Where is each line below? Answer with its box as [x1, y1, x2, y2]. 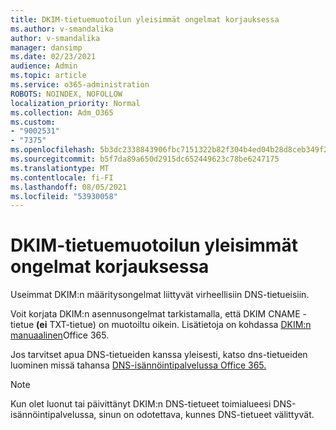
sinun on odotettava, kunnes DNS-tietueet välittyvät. [98, 409, 315, 421]
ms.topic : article [10, 71, 87, 81]
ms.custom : [10, 117, 56, 127]
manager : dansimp [10, 42, 83, 53]
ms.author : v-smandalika [10, 24, 114, 34]
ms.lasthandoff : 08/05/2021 [10, 182, 128, 192]
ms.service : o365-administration [10, 80, 150, 90]
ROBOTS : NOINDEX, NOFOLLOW [10, 89, 123, 99]
